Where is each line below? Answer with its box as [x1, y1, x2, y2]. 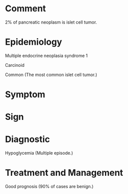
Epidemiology [5, 36, 63, 48]
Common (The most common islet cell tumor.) [5, 72, 98, 78]
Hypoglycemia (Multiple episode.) [5, 150, 73, 156]
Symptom [5, 89, 45, 100]
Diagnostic [5, 134, 50, 145]
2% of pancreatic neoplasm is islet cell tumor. [5, 19, 97, 25]
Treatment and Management [5, 167, 124, 178]
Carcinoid [5, 62, 25, 68]
